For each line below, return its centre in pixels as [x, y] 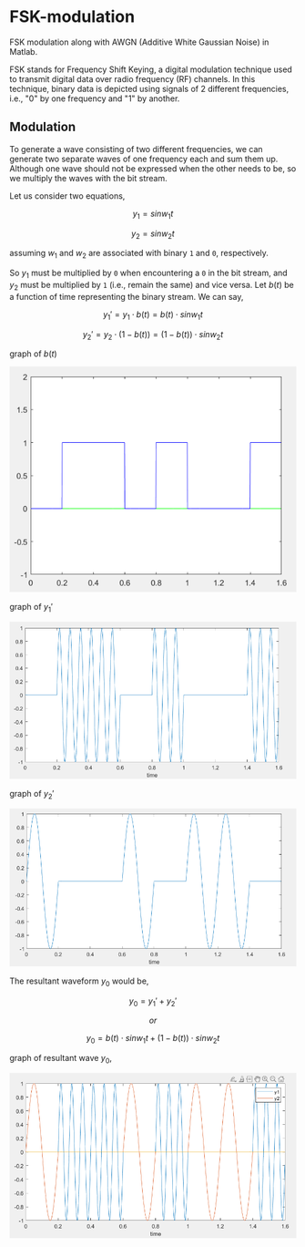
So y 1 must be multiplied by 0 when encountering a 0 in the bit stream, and [149, 273]
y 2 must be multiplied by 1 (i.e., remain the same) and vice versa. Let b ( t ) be [152, 286]
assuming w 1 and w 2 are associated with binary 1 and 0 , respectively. [139, 254]
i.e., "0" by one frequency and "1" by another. [95, 98]
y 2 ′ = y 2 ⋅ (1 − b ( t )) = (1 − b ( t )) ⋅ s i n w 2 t [153, 335]
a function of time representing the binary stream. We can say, [127, 296]
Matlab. [24, 51]
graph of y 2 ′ [32, 795]
